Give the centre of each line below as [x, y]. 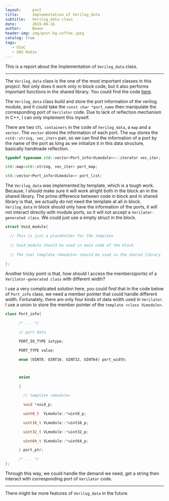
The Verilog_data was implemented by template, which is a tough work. [80, 186]
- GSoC [19, 47]
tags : [11, 43]
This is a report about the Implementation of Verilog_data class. [71, 66]
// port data [32, 332]
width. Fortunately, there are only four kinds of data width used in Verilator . [84, 300]
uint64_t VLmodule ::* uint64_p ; [56, 441]
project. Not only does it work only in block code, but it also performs [77, 86]
